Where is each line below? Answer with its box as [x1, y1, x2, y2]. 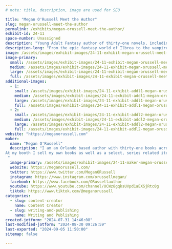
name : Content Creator [14, 203, 63, 208]
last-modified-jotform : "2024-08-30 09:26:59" [5, 222, 106, 227]
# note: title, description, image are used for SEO [5, 7, 120, 13]
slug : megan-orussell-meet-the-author [5, 22, 88, 27]
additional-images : [5, 79, 47, 84]
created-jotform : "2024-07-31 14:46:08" [5, 217, 93, 222]
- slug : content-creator [10, 198, 63, 203]
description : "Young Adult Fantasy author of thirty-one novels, [5, 41, 147, 46]
